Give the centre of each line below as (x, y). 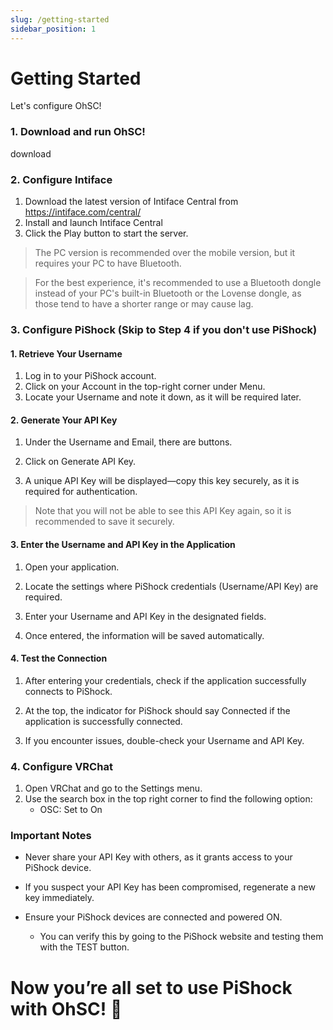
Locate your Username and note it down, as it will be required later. (163, 397)
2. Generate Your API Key (64, 420)
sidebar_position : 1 (53, 29)
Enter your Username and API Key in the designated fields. (145, 616)
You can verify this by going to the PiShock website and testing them (181, 937)
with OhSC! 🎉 (66, 1008)
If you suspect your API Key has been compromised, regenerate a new (170, 887)
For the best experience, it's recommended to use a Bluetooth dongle (178, 283)
